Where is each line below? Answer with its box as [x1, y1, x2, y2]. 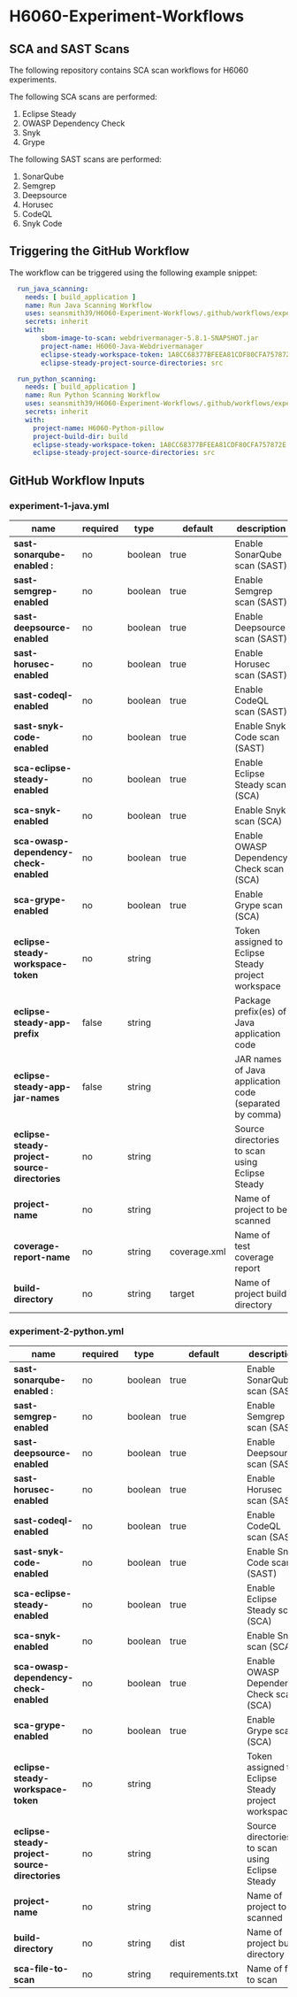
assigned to [233, 936, 284, 948]
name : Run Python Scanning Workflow [25, 391, 161, 400]
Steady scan [233, 779, 287, 790]
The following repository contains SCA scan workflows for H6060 [9, 65, 249, 75]
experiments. [9, 74, 57, 85]
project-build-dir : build [32, 432, 128, 441]
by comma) [233, 1108, 282, 1121]
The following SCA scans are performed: [9, 91, 157, 102]
